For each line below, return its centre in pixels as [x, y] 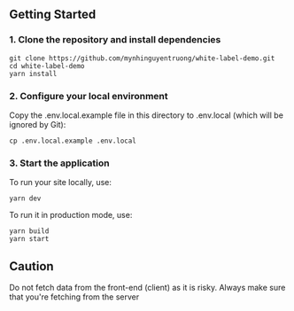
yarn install [33, 74]
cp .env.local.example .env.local [73, 141]
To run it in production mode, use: [71, 215]
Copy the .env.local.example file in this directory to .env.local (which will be [146, 115]
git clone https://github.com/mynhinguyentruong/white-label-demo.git [142, 58]
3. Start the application [59, 163]
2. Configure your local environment [89, 96]
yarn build [29, 231]
